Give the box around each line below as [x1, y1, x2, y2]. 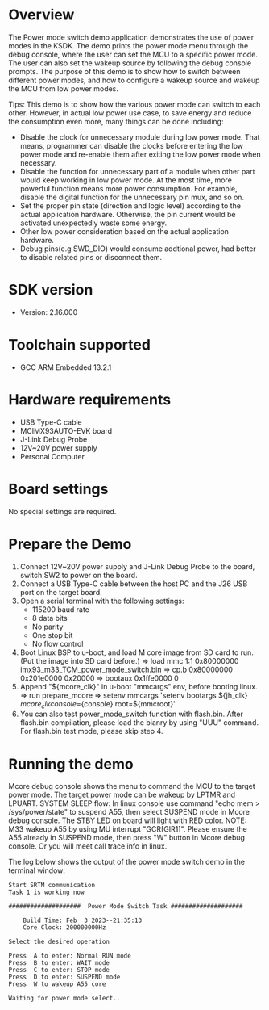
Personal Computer [19, 451, 85, 461]
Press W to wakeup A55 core [8, 980, 106, 988]
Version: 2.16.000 [19, 307, 78, 316]
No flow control [31, 639, 84, 648]
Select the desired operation [8, 938, 110, 946]
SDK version [8, 281, 93, 300]
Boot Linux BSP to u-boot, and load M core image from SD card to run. [19, 647, 254, 657]
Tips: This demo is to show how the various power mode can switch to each [8, 99, 261, 109]
